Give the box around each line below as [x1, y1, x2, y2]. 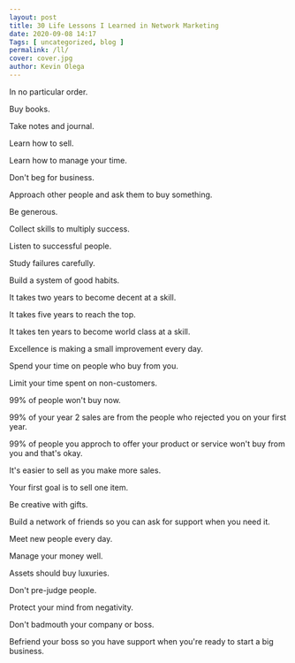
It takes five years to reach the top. [9, 309, 137, 319]
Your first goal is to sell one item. [9, 482, 129, 492]
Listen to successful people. [9, 240, 112, 251]
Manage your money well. [9, 550, 103, 561]
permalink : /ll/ [9, 46, 69, 55]
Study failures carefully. [9, 257, 95, 268]
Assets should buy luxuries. [9, 568, 110, 578]
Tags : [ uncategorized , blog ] [9, 37, 125, 47]
